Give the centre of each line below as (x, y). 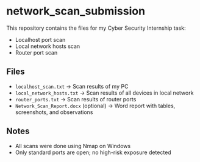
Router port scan (36, 52)
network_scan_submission (76, 11)
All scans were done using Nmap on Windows (73, 146)
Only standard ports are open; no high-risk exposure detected (93, 152)
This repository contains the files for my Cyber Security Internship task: (96, 28)
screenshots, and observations (54, 112)
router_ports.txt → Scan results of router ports (76, 99)
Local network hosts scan (48, 46)
